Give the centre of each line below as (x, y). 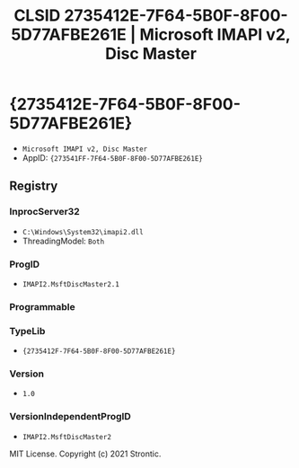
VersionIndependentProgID (70, 417)
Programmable (43, 306)
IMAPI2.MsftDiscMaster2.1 (70, 284)
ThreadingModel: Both (63, 241)
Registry (34, 186)
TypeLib (27, 331)
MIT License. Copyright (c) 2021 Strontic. (85, 454)
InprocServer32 (45, 212)
